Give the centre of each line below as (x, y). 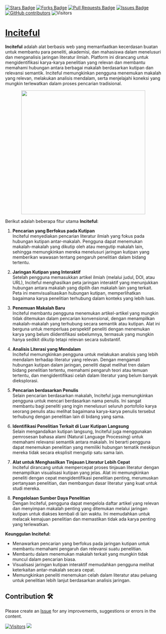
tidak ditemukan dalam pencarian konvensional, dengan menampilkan (83, 318)
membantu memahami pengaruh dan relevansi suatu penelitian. (77, 549)
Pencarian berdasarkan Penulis (45, 390)
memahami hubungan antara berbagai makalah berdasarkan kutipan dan (79, 67)
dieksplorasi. (25, 380)
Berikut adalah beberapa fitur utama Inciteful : (52, 221)
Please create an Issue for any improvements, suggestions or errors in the (81, 611)
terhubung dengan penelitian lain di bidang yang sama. (68, 417)
